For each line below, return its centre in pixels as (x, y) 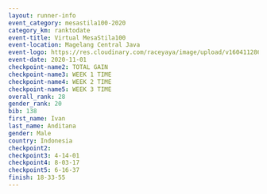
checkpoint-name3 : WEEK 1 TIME (60, 74)
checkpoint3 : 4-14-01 (44, 155)
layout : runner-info (43, 15)
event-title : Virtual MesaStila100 (67, 38)
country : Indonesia (41, 141)
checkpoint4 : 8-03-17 (44, 163)
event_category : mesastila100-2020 (67, 23)
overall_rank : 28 (37, 97)
